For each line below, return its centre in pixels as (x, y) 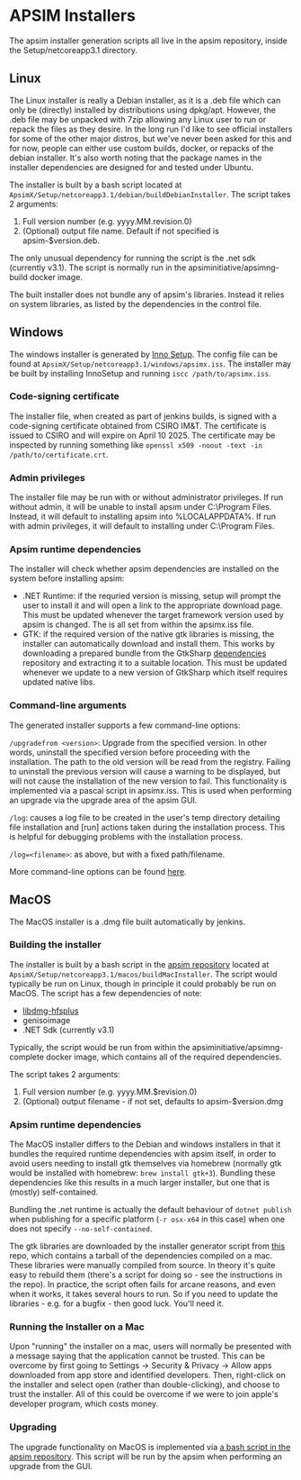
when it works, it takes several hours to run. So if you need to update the (144, 1294)
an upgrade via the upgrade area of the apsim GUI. (103, 800)
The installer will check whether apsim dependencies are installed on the (144, 569)
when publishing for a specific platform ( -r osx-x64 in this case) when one (147, 1219)
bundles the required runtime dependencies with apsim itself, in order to (143, 1154)
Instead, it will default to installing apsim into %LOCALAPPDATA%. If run (143, 517)
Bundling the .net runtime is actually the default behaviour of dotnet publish (150, 1210)
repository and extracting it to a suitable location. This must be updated (155, 663)
